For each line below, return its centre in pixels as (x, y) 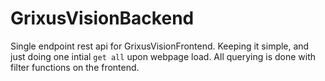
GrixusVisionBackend (102, 18)
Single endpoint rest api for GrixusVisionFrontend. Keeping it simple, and (160, 46)
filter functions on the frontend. (75, 67)
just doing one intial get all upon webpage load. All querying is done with (163, 56)
